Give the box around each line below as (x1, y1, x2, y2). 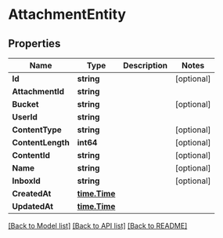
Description (123, 60, 168, 71)
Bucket (12, 99, 39, 109)
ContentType (12, 124, 63, 135)
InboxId (12, 175, 41, 186)
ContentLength (12, 137, 70, 148)
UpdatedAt (12, 201, 53, 211)
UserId (12, 112, 38, 123)
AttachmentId (12, 86, 65, 97)
